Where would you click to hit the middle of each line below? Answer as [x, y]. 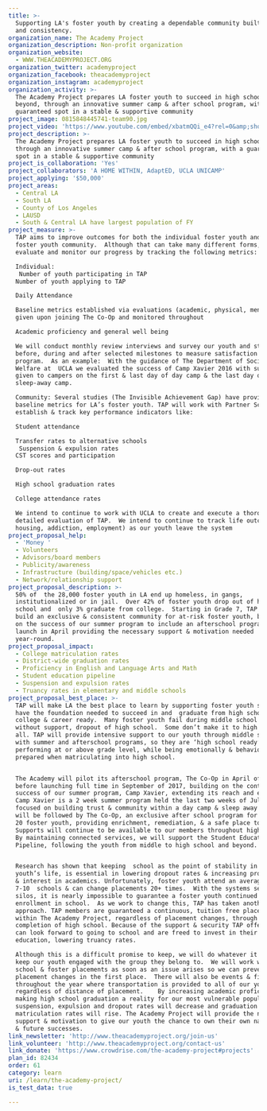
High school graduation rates [65, 485]
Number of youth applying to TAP [71, 282]
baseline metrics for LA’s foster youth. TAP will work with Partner [133, 405]
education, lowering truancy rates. [76, 940]
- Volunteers [37, 550]
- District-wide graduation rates [72, 661]
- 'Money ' [33, 543]
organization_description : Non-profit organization [95, 45]
